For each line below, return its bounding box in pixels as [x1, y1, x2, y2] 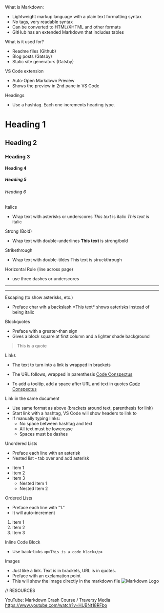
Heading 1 [5, 119, 46, 130]
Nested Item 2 [19, 485, 48, 491]
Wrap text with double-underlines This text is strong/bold [12, 238, 128, 244]
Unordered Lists [5, 441, 38, 446]
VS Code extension [5, 68, 44, 74]
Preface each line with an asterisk [12, 450, 81, 456]
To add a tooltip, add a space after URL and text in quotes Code [12, 381, 141, 387]
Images [5, 558, 20, 564]
